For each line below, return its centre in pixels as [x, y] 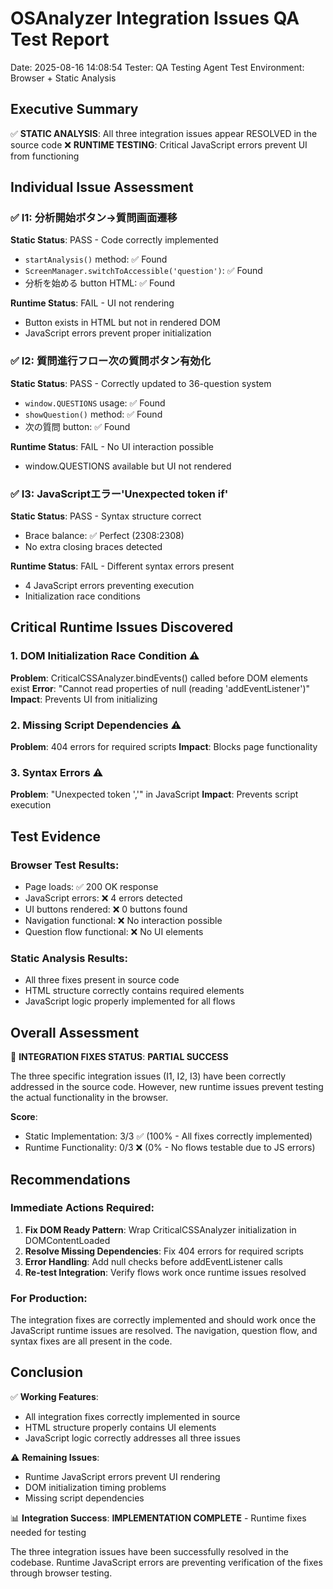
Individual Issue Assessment [102, 187]
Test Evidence [56, 836]
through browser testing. [61, 1573]
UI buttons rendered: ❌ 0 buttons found [106, 909]
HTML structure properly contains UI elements [120, 1427]
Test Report [60, 39]
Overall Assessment [75, 1032]
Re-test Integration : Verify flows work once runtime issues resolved [165, 1272]
